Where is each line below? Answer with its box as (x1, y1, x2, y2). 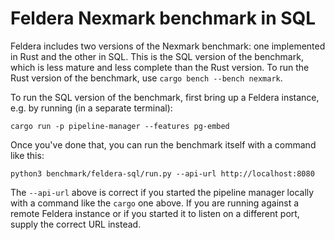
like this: (10, 149, 45, 161)
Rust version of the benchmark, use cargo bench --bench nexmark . (10, 72, 283, 84)
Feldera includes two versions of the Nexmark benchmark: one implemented (10, 40, 326, 52)
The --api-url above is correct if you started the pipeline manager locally (10, 186, 315, 198)
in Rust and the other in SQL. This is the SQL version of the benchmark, (10, 50, 304, 62)
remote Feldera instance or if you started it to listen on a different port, (10, 207, 300, 219)
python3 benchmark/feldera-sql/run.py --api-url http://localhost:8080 (10, 168, 315, 179)
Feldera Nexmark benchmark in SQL (10, 7, 317, 30)
